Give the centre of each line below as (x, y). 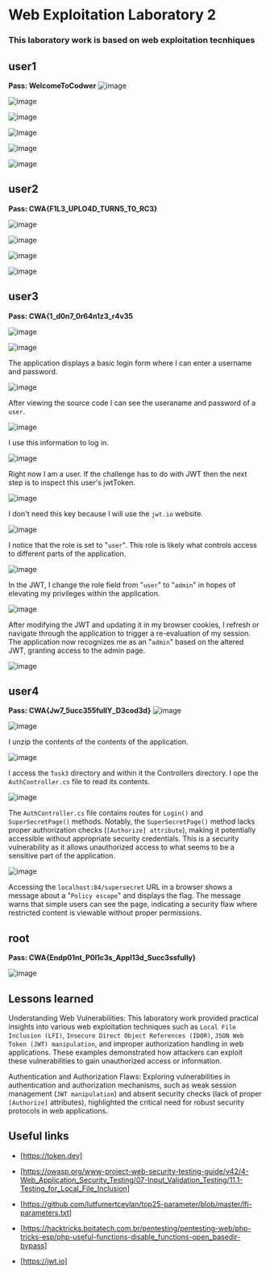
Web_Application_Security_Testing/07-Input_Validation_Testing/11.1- (131, 1180)
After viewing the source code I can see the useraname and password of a (132, 403)
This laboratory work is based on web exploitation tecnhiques (132, 40)
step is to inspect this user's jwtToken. (72, 482)
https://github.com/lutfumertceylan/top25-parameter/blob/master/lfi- (137, 1204)
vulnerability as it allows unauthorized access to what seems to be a (122, 847)
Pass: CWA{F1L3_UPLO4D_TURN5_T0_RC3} (83, 208)
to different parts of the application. (67, 553)
